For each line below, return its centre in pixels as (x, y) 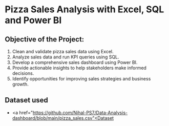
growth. (20, 84)
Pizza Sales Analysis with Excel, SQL (84, 9)
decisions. (23, 73)
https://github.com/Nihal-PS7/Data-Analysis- (80, 112)
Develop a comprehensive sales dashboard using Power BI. (75, 62)
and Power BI (33, 20)
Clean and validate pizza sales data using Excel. (63, 51)
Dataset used (26, 100)
